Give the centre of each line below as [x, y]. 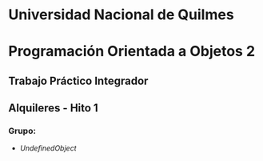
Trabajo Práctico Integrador [78, 80]
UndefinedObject [48, 148]
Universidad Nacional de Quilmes [121, 15]
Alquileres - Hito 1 [53, 109]
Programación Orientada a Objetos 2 [132, 52]
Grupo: [22, 131]
